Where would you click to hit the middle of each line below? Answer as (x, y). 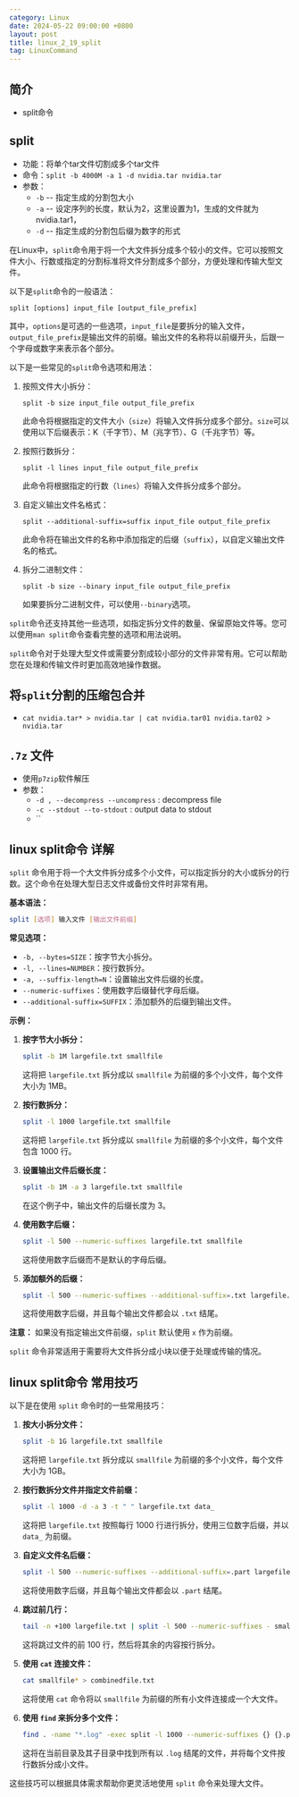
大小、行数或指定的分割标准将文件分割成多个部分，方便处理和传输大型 (145, 261)
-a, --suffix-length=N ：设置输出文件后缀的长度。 (115, 979)
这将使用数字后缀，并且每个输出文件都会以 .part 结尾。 (125, 1590)
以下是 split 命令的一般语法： (62, 291)
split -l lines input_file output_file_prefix (110, 468)
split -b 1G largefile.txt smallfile (92, 1442)
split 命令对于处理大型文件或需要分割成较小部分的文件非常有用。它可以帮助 (148, 653)
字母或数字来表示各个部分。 (67, 348)
